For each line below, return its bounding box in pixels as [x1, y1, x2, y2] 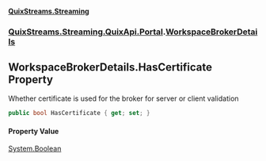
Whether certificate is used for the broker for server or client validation [8, 94, 239, 103]
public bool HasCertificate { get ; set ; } [8, 109, 150, 117]
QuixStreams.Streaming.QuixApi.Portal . [8, 26, 166, 37]
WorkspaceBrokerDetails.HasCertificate [8, 60, 212, 74]
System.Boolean [8, 144, 62, 154]
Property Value [8, 126, 59, 136]
